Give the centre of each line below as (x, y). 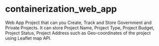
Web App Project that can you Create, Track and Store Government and (79, 23)
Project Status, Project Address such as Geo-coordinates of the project (78, 33)
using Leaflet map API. (28, 38)
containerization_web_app (61, 9)
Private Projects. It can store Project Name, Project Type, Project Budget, (80, 27)
